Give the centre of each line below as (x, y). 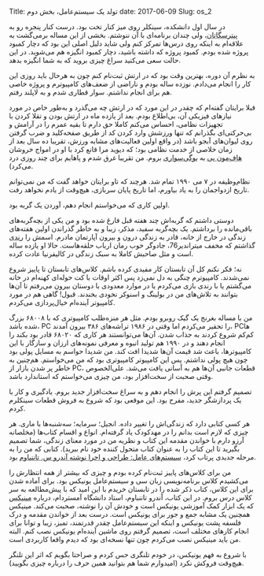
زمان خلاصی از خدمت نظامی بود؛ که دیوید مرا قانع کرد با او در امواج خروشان (121, 149)
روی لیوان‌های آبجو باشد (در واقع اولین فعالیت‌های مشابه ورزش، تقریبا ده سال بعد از (131, 141)
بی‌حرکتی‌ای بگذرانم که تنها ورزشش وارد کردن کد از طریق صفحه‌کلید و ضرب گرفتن (130, 132)
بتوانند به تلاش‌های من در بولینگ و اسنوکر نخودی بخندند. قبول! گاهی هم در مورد (123, 294)
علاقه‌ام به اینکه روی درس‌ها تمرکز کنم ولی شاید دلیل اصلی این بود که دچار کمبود (126, 43)
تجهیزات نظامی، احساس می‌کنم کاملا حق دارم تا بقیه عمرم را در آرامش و (116, 124)
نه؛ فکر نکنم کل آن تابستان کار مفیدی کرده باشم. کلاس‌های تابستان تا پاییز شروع (125, 269)
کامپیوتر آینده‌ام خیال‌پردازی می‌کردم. (62, 302)
